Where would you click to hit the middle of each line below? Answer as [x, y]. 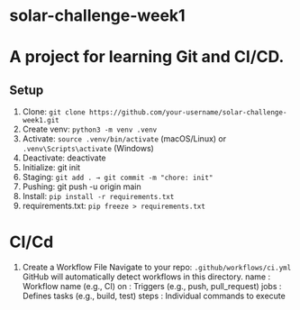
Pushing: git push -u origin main [82, 187]
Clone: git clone [54, 112]
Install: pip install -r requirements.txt [98, 196]
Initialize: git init [51, 168]
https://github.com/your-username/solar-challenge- [188, 113]
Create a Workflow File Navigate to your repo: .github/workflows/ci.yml [157, 268]
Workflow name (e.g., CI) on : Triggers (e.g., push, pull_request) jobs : [152, 287]
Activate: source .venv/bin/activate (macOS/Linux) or [124, 139]
